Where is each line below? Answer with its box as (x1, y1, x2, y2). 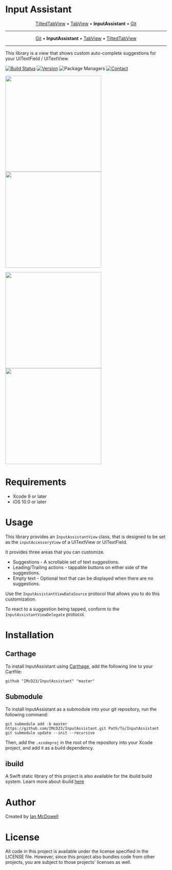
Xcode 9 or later (12, 493, 47, 499)
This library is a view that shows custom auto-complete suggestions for (5, 50, 156, 56)
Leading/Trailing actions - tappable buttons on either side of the (12, 564, 148, 570)
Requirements (5, 476, 67, 488)
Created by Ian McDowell (5, 813, 59, 820)
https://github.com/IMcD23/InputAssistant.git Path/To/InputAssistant (5, 726, 159, 731)
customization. (5, 596, 37, 602)
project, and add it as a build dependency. (5, 745, 94, 751)
